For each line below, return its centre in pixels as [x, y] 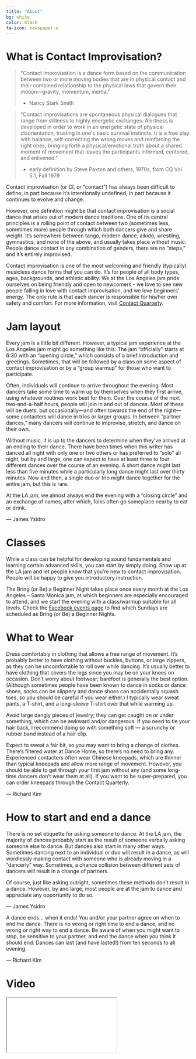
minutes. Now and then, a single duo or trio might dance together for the [93, 478]
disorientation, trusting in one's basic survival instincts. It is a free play [105, 133]
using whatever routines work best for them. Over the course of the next [93, 398]
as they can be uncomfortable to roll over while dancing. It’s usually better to [98, 666]
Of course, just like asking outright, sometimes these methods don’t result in [98, 882]
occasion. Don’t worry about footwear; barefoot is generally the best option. [97, 679]
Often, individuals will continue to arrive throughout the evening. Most [90, 386]
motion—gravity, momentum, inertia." [65, 92]
